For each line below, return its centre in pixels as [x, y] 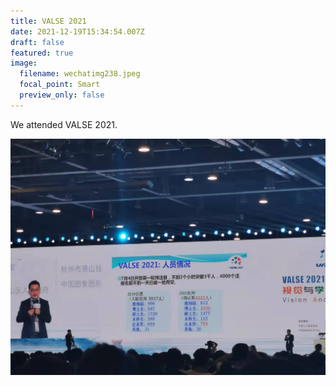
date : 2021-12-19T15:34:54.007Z [77, 31]
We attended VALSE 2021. [64, 124]
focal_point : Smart [60, 85]
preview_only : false [62, 95]
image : [24, 63]
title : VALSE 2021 [48, 21]
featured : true [42, 53]
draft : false [37, 42]
